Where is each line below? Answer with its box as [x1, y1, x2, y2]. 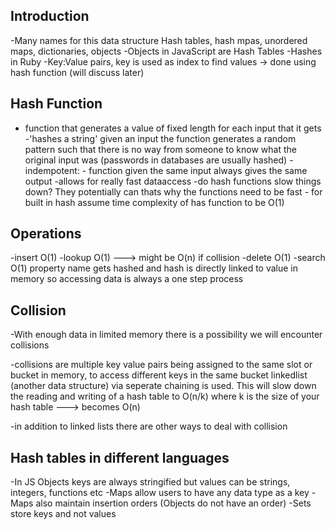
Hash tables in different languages [10, 449, 230, 466]
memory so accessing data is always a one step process [10, 273, 244, 285]
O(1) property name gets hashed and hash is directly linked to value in [10, 262, 299, 274]
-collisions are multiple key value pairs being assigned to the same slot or [10, 359, 313, 371]
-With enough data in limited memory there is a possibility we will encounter [10, 329, 323, 341]
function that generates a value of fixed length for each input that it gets [24, 122, 322, 134]
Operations [10, 225, 82, 243]
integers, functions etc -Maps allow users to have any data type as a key [10, 487, 310, 499]
